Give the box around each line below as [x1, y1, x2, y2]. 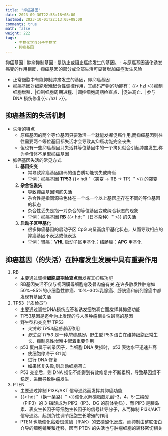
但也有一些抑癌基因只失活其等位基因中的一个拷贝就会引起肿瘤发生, [20, 145, 159, 151]
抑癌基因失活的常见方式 [12, 157, 62, 163]
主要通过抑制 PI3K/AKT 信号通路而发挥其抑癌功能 [20, 388, 123, 394]
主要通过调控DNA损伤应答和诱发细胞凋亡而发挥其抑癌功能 [20, 306, 140, 313]
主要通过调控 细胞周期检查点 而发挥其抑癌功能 [20, 275, 114, 281]
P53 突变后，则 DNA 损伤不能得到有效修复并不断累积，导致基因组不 [20, 369, 161, 376]
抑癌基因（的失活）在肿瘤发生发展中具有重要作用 [5, 255, 158, 264]
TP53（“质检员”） [12, 300, 50, 306]
